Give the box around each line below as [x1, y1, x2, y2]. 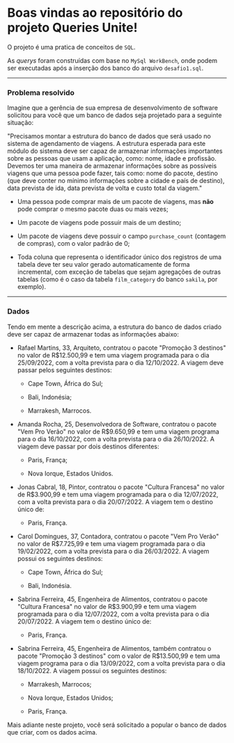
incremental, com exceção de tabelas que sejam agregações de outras [17, 267, 221, 277]
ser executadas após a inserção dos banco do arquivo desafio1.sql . [7, 64, 204, 72]
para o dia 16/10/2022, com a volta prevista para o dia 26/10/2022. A [17, 434, 214, 443]
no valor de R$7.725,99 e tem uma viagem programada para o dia [17, 539, 205, 547]
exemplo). [17, 283, 47, 291]
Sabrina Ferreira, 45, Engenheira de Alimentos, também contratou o [17, 644, 212, 652]
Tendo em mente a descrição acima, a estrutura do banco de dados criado [7, 323, 221, 331]
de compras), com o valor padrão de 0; [17, 240, 130, 248]
